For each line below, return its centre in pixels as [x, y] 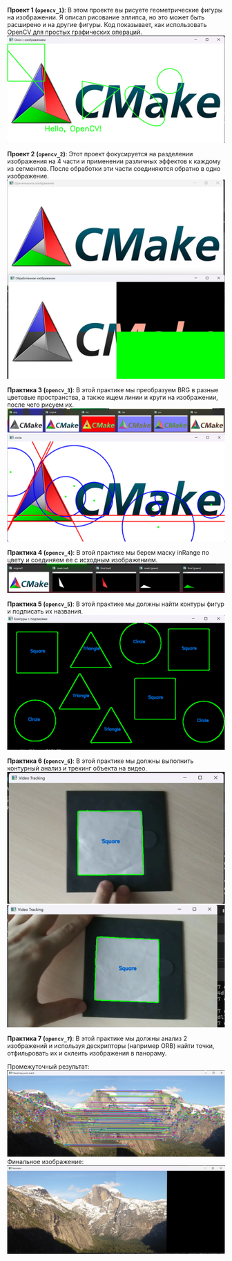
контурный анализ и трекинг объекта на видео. [77, 768]
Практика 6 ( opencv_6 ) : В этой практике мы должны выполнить [100, 761]
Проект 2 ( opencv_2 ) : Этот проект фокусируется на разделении [100, 154]
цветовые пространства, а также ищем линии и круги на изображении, [113, 397]
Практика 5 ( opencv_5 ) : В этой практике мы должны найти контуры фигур [116, 604]
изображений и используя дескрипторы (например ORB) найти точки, [111, 1046]
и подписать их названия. [45, 611]
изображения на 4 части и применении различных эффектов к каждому [114, 161]
